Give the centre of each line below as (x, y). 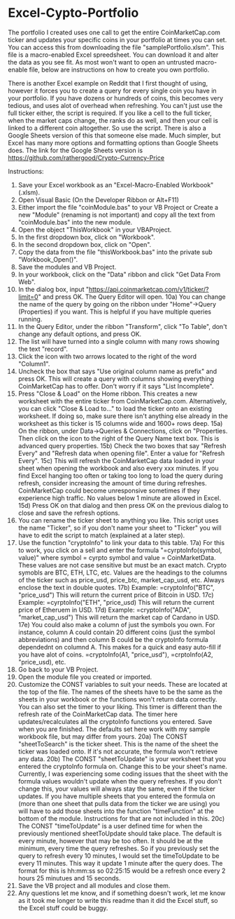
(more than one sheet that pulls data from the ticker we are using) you (119, 803)
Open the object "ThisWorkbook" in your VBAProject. (95, 229)
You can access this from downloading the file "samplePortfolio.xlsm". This (116, 47)
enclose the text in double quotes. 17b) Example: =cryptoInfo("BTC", (116, 587)
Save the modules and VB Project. (67, 267)
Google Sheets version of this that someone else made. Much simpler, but (114, 135)
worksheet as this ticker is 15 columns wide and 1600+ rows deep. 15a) (120, 423)
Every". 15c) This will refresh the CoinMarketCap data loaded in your (116, 460)
